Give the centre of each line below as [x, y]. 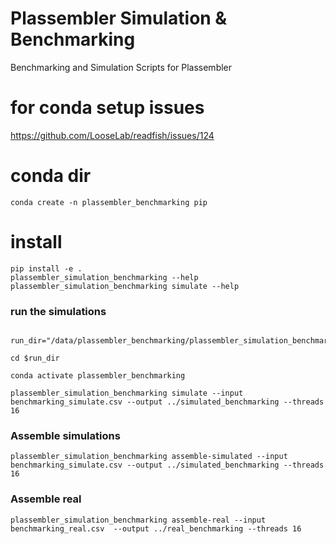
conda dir [51, 176]
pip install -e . [46, 268]
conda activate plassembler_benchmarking [98, 376]
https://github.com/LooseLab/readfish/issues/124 [112, 135]
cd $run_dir [35, 358]
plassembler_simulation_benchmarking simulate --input [127, 393]
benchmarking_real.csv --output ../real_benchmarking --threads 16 [156, 528]
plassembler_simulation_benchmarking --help [104, 277]
